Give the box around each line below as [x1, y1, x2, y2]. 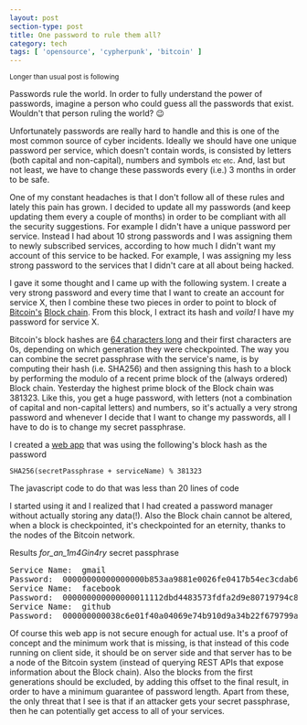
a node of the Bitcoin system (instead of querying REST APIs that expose [9, 657, 284, 668]
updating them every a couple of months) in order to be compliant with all [9, 211, 286, 222]
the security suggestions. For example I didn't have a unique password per [9, 221, 291, 232]
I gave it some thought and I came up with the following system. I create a [9, 278, 288, 289]
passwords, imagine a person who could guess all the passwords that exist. [9, 98, 294, 110]
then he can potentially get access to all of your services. [9, 706, 226, 717]
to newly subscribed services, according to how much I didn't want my [9, 240, 276, 251]
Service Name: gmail [9, 565, 107, 576]
